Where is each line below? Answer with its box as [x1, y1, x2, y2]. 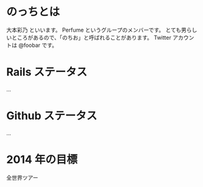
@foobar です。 [18, 41, 58, 49]
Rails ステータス [6, 65, 87, 79]
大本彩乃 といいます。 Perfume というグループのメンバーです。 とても [6, 26, 182, 34]
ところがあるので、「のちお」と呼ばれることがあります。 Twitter [11, 34, 172, 41]
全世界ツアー [6, 174, 38, 181]
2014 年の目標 [6, 153, 78, 166]
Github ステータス [6, 109, 98, 123]
